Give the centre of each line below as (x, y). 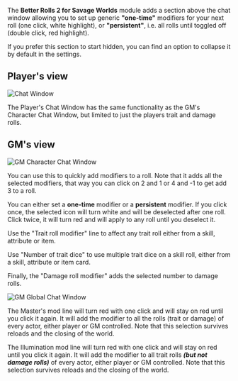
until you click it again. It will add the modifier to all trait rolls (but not (107, 355)
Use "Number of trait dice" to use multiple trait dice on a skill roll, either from (119, 254)
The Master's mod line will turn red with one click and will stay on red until (115, 311)
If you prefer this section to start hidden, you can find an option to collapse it (119, 46)
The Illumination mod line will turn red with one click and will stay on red (112, 347)
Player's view (38, 76)
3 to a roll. (22, 190)
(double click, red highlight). (49, 33)
